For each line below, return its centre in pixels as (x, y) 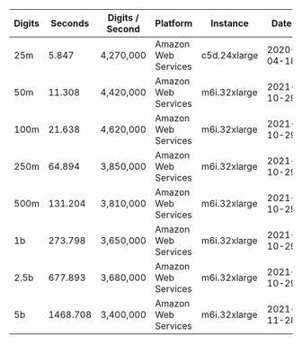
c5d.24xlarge (230, 55)
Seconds (70, 23)
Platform (174, 23)
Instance (230, 23)
